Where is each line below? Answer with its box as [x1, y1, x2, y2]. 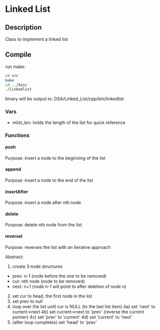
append [5, 166, 21, 172]
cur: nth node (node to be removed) [12, 278, 85, 284]
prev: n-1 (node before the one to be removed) [12, 273, 107, 279]
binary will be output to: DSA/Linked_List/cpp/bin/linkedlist [5, 96, 124, 102]
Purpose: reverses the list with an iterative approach [5, 244, 111, 250]
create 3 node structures [12, 263, 63, 269]
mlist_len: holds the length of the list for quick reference [12, 120, 126, 125]
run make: [5, 63, 26, 70]
